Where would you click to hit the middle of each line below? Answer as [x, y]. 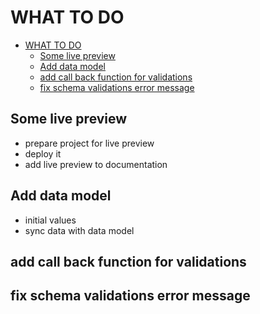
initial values [50, 220]
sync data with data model [79, 230]
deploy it [43, 153]
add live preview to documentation [96, 164]
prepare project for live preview [89, 143]
